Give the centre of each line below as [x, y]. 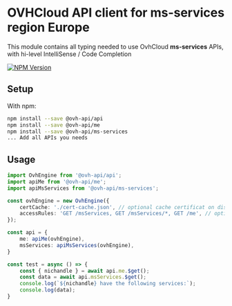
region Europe [48, 27]
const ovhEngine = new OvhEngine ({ [58, 201]
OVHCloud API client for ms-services [116, 13]
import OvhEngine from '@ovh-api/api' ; [65, 175]
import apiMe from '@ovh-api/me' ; [57, 181]
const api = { [28, 233]
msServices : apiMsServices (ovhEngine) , [77, 245]
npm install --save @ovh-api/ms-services [68, 132]
